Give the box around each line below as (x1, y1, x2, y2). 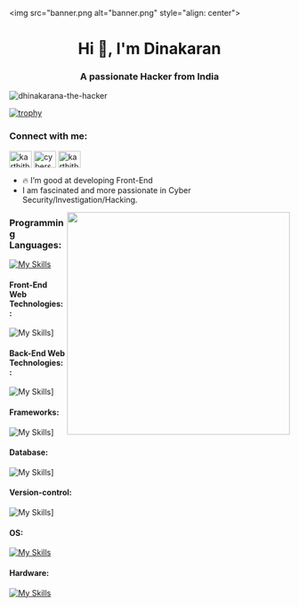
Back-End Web (9, 347, 65, 359)
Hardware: (9, 567, 50, 578)
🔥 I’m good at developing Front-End (21, 174, 153, 185)
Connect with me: (9, 130, 88, 142)
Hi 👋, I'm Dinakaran (77, 39, 222, 59)
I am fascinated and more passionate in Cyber (21, 184, 191, 195)
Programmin (9, 216, 64, 229)
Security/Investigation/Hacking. (21, 194, 138, 205)
